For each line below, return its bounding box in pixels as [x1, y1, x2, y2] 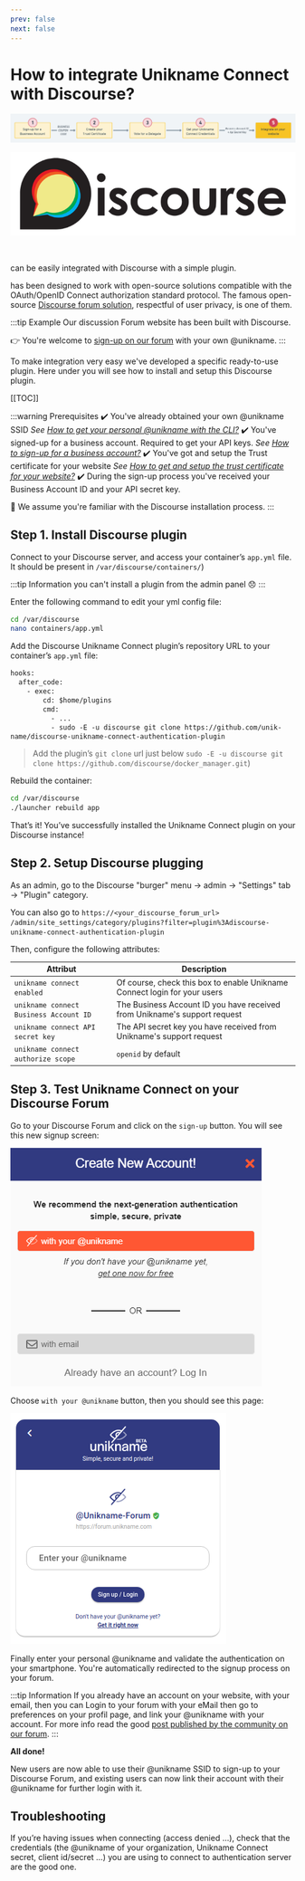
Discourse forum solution [38, 299, 132, 310]
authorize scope [14, 1055, 76, 1064]
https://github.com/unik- [184, 723, 282, 732]
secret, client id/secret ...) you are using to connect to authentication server [10, 1852, 292, 1863]
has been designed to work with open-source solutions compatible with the [10, 280, 292, 291]
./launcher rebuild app [10, 804, 100, 813]
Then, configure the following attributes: [10, 943, 161, 954]
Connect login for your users [116, 987, 224, 998]
